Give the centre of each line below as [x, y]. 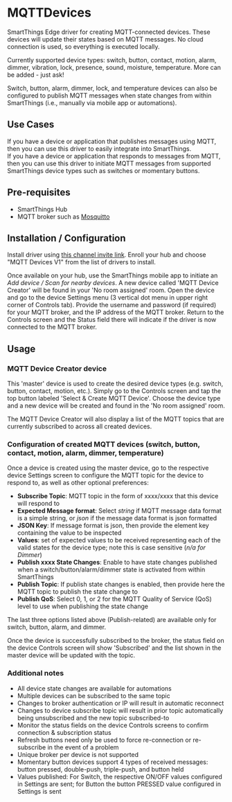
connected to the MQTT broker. [52, 327]
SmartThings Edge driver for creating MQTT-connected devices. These [109, 32]
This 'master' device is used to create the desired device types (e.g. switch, [115, 384]
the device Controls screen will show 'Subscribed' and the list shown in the [114, 648]
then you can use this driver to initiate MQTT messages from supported [109, 163]
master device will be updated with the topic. [71, 655]
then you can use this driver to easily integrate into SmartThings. [99, 148]
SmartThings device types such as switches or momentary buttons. [104, 170]
